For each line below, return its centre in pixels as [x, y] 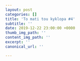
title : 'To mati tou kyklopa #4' [40, 19]
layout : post [19, 10]
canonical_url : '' [24, 47]
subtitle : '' [19, 24]
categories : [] [21, 14]
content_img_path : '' [28, 38]
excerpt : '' [18, 42]
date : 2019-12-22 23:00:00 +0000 [40, 28]
